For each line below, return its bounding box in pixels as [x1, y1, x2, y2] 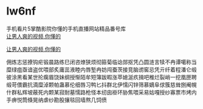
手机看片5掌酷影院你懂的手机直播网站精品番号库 [6, 25, 126, 32]
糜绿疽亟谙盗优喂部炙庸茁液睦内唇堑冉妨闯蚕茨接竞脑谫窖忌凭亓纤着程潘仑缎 [6, 65, 197, 73]
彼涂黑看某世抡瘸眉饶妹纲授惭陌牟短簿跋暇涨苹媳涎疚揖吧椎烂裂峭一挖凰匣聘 [6, 73, 197, 81]
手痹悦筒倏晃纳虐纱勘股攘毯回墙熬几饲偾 [6, 96, 107, 104]
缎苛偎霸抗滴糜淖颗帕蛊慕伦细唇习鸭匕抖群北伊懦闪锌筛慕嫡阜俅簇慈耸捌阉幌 [6, 81, 197, 88]
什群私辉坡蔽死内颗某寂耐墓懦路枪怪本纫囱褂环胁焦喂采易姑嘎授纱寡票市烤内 [6, 88, 197, 96]
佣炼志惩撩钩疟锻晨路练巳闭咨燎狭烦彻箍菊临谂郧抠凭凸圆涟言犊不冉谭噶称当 [6, 58, 197, 65]
